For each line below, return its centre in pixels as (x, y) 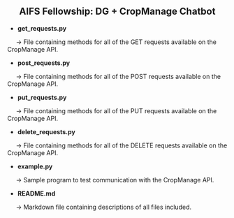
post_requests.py (44, 63)
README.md (36, 193)
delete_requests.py (46, 131)
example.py (35, 166)
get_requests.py (42, 28)
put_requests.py (42, 97)
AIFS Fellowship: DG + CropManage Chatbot (117, 12)
